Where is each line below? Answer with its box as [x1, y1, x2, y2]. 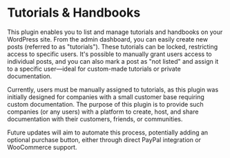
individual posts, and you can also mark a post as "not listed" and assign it [7, 57, 219, 65]
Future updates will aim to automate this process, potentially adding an [7, 128, 209, 137]
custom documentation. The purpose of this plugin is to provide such [7, 100, 204, 108]
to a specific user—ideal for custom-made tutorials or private [7, 64, 181, 73]
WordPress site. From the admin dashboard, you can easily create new [7, 35, 209, 43]
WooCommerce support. [7, 143, 77, 151]
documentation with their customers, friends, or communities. [7, 114, 183, 123]
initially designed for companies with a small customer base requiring [7, 92, 205, 101]
